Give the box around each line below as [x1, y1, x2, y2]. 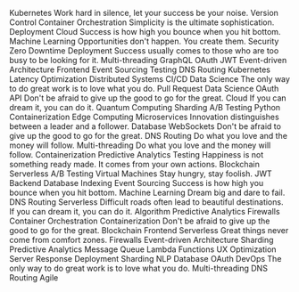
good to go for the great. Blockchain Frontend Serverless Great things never [9, 225, 289, 235]
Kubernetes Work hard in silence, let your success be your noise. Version [9, 8, 279, 18]
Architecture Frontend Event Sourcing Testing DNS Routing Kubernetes [9, 64, 270, 75]
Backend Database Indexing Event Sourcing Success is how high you [9, 178, 264, 188]
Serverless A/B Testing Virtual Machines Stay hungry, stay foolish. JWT [9, 168, 272, 179]
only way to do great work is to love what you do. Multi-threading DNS [9, 263, 268, 273]
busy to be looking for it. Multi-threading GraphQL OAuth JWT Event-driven [9, 55, 287, 65]
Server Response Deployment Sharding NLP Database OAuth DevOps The [9, 254, 282, 264]
